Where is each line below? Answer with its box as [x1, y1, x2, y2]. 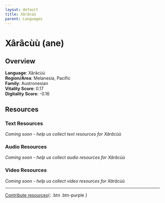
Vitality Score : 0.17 [5, 86, 44, 91]
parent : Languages [5, 16, 43, 21]
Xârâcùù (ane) [5, 37, 64, 49]
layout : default [5, 7, 38, 12]
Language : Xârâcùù [5, 70, 45, 76]
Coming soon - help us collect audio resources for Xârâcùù [5, 154, 125, 160]
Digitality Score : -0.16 [5, 91, 50, 97]
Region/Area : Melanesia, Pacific [5, 75, 71, 81]
